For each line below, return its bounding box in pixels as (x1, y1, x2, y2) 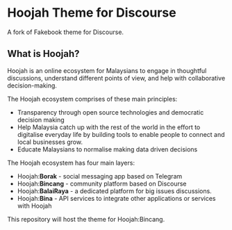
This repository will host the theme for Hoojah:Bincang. (7, 215, 165, 223)
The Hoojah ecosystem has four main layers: (7, 158, 135, 167)
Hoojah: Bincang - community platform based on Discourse (17, 179, 187, 188)
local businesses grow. (17, 138, 83, 146)
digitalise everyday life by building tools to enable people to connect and (17, 130, 225, 138)
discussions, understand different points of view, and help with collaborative (7, 74, 226, 82)
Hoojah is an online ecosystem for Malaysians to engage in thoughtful (7, 66, 207, 74)
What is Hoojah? (7, 48, 80, 60)
